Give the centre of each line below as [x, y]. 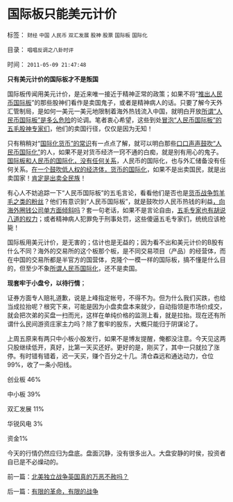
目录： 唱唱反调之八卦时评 [41, 49]
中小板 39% [24, 394]
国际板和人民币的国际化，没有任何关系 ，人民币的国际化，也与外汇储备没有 [113, 160]
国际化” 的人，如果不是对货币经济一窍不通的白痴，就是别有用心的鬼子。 [121, 152]
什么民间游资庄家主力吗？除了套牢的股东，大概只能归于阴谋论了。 [107, 324]
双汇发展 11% [26, 409]
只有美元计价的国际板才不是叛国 [53, 79]
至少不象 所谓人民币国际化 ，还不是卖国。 [83, 268]
